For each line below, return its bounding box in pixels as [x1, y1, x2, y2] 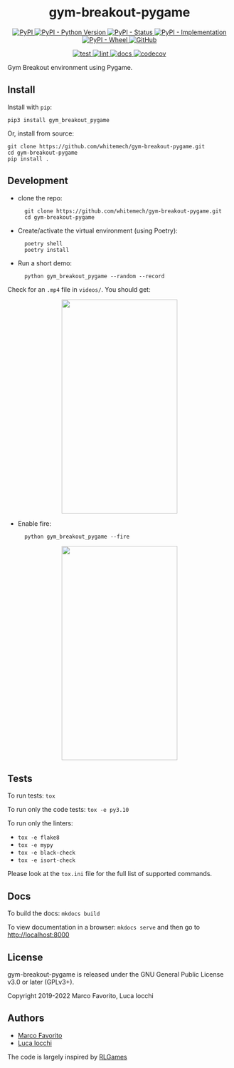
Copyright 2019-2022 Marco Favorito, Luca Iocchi [7, 992, 154, 1000]
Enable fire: [17, 519, 52, 528]
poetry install [24, 246, 70, 253]
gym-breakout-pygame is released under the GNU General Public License [7, 970, 224, 978]
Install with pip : [7, 103, 52, 111]
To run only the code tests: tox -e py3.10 [7, 805, 129, 814]
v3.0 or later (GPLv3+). [7, 978, 75, 986]
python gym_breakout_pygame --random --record [24, 273, 165, 280]
